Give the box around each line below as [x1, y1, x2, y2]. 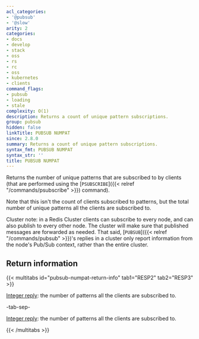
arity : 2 [6, 25, 28, 31]
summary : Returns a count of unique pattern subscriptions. [6, 141, 159, 147]
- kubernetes [6, 75, 39, 81]
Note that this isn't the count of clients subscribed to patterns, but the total [6, 198, 189, 205]
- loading [6, 97, 31, 103]
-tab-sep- [6, 303, 31, 311]
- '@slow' [6, 20, 31, 26]
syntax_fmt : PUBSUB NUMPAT [6, 147, 73, 153]
